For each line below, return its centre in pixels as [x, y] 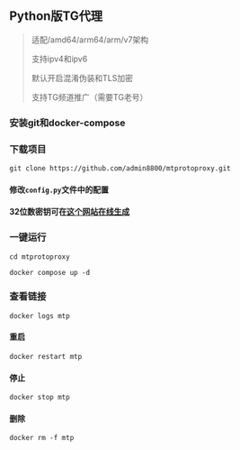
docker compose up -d [50, 272]
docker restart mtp [46, 357]
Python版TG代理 [56, 16]
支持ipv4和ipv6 [59, 59]
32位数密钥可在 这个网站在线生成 [70, 212]
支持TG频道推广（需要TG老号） [89, 96]
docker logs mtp [40, 316]
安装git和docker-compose [67, 123]
